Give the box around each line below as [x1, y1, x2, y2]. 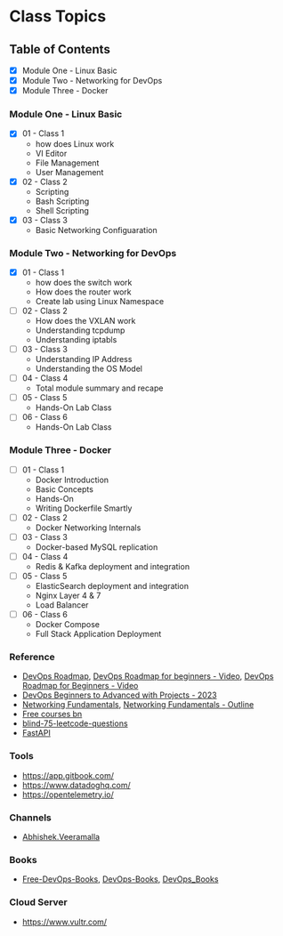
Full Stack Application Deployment [35, 629, 162, 640]
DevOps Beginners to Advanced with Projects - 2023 [21, 690, 217, 700]
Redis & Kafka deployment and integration [35, 561, 190, 571]
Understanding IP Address [35, 354, 133, 365]
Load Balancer [35, 599, 89, 610]
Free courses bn [21, 709, 83, 720]
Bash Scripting [35, 196, 90, 206]
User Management [35, 166, 104, 177]
